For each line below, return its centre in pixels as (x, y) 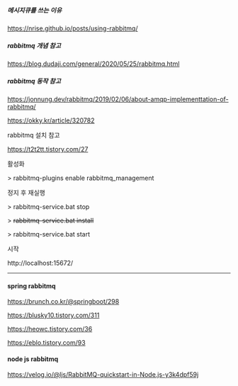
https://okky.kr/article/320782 (51, 120)
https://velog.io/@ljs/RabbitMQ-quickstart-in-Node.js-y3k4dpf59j (103, 375)
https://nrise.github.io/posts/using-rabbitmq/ (73, 28)
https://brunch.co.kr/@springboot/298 (63, 302)
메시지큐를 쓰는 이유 (35, 10)
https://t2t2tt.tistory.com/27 (48, 149)
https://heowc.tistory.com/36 (50, 329)
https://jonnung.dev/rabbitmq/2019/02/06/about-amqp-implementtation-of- (118, 99)
